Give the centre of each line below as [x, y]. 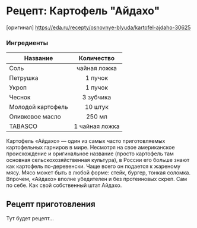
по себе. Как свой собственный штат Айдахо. [64, 185]
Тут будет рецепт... [30, 218]
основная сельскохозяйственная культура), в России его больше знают [98, 160]
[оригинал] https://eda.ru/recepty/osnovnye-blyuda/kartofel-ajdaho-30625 [99, 27]
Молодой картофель [39, 107]
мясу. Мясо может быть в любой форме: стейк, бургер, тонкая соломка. [99, 173]
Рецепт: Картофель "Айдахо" [83, 11]
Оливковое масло [35, 117]
